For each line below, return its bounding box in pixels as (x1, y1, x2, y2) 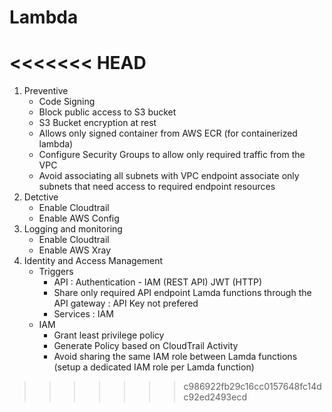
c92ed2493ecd (183, 391, 247, 403)
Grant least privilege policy (53, 329, 165, 341)
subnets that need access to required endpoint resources (38, 181, 276, 193)
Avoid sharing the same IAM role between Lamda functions (53, 351, 298, 363)
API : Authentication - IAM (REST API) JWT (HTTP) (53, 276, 263, 288)
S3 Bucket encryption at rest (38, 117, 157, 129)
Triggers (38, 266, 74, 278)
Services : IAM (53, 308, 114, 320)
